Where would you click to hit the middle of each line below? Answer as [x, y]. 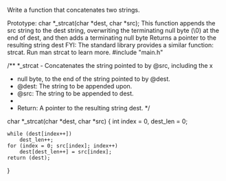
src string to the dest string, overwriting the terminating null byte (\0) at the [113, 31]
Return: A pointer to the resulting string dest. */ [83, 108]
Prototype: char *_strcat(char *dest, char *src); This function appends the [111, 23]
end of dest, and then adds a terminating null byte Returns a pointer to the [112, 38]
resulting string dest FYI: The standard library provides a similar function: [111, 45]
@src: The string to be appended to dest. [75, 93]
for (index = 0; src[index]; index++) [63, 146]
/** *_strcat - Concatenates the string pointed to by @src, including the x [110, 65]
